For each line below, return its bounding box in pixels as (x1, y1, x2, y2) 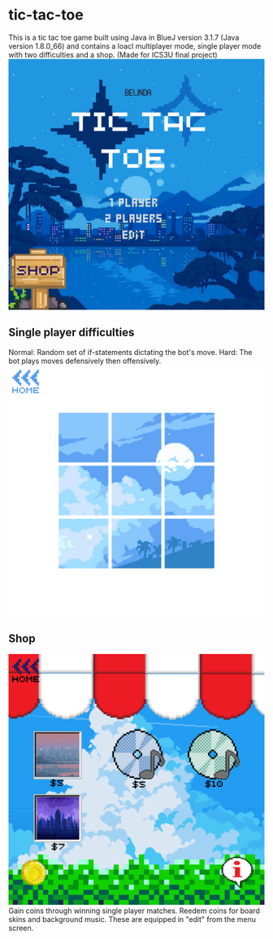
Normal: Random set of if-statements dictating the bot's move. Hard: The (8, 347, 253, 357)
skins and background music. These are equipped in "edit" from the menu (8, 914, 257, 924)
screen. (8, 923, 34, 933)
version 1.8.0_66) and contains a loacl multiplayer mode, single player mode (8, 41, 262, 50)
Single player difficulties (8, 326, 135, 340)
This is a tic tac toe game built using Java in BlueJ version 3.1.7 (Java (8, 32, 240, 42)
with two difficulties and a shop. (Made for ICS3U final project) (8, 50, 218, 59)
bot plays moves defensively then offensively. (8, 356, 162, 366)
